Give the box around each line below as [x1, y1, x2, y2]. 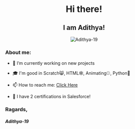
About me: [5, 49, 31, 56]
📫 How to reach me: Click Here [12, 82, 78, 88]
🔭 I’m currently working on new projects [12, 60, 95, 66]
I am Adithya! [63, 23, 105, 32]
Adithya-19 [5, 118, 29, 124]
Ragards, [5, 106, 28, 113]
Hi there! [65, 3, 102, 15]
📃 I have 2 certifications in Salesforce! [12, 94, 91, 100]
